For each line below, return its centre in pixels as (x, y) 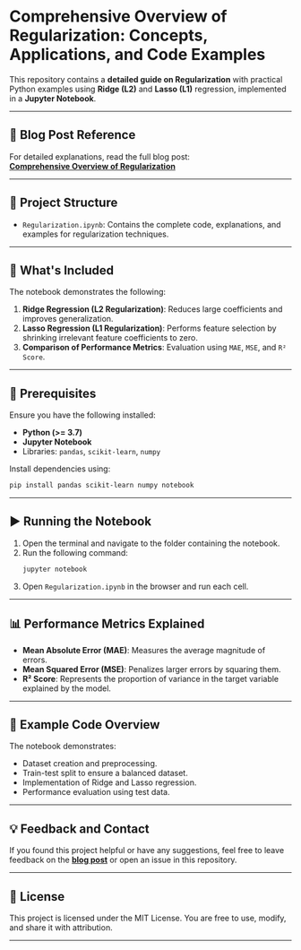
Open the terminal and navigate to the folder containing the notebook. (151, 543)
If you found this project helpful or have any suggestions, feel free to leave (147, 851)
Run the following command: (75, 552)
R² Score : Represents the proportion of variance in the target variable (150, 678)
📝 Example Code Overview (85, 725)
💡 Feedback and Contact (79, 829)
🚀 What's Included (62, 270)
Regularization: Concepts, (108, 35)
